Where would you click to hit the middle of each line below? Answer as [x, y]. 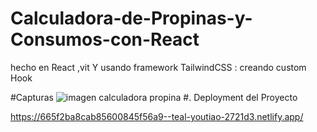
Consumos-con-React [105, 39]
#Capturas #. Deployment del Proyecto [154, 97]
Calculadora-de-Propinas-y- [131, 18]
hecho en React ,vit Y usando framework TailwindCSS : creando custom [158, 67]
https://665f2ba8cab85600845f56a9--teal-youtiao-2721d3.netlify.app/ [157, 116]
